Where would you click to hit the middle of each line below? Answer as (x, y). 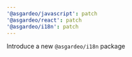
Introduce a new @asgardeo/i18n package (66, 47)
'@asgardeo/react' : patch (44, 20)
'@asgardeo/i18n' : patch (43, 26)
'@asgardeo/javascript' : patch (52, 14)
